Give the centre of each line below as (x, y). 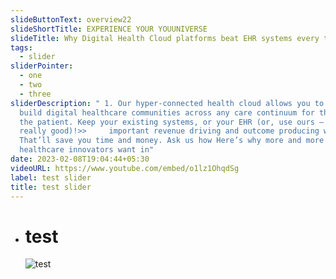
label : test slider (51, 177)
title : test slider (51, 187)
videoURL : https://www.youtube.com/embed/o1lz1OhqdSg (125, 168)
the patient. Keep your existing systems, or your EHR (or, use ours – (172, 122)
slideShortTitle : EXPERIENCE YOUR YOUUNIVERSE (109, 29)
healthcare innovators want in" (87, 150)
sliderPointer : (42, 66)
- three (35, 94)
